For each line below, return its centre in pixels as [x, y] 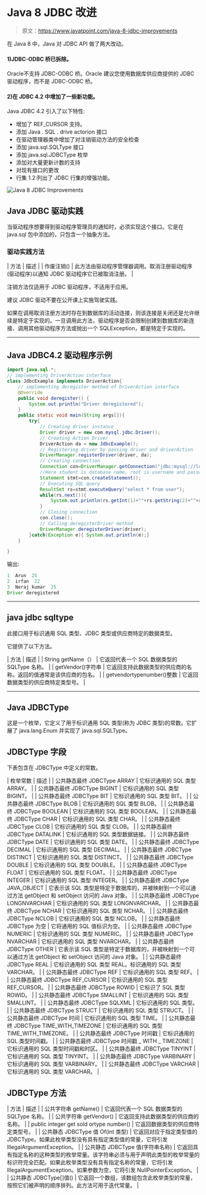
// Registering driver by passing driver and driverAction [116, 450]
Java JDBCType [38, 707]
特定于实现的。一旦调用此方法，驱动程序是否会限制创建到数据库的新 [103, 321]
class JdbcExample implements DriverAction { [64, 381]
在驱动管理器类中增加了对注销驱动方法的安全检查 [77, 140]
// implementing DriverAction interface [59, 375]
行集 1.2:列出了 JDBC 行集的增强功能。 [64, 178]
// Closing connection [68, 512]
